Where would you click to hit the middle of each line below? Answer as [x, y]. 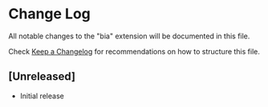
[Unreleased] [42, 77]
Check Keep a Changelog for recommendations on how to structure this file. [134, 51]
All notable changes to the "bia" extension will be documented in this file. [129, 36]
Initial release [42, 96]
